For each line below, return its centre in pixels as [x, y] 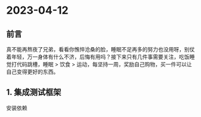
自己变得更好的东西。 [32, 72]
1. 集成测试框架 [34, 92]
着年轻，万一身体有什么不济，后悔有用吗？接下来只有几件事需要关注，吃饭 [98, 57]
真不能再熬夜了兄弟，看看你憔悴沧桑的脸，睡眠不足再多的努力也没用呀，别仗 [100, 49]
